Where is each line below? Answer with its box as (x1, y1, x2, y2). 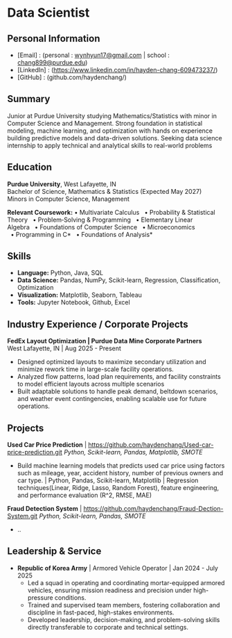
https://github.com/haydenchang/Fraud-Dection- (83, 505, 224, 513)
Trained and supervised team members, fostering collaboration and (27, 600, 220, 609)
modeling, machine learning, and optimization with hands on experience (7, 126, 213, 135)
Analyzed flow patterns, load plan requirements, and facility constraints (17, 373, 222, 381)
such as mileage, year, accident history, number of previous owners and (17, 469, 224, 477)
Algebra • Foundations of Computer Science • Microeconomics (7, 222, 195, 231)
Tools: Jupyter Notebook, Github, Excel (17, 298, 130, 306)
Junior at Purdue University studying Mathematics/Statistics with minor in (7, 111, 217, 120)
